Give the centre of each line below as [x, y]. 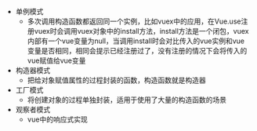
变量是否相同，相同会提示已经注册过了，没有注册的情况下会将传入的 [137, 51]
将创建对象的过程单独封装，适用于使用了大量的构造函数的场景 [127, 100]
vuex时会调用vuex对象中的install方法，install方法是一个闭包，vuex [141, 31]
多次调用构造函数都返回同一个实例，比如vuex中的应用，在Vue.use [134, 21]
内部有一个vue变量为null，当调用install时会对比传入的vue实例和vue [136, 41]
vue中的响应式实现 [57, 119]
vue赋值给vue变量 [56, 60]
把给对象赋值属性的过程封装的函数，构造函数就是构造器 [116, 80]
